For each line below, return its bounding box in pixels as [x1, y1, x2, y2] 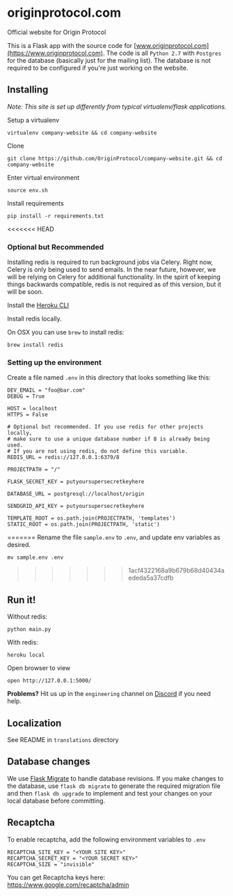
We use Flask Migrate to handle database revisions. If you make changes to [7, 774, 224, 782]
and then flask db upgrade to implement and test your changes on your [7, 789, 213, 797]
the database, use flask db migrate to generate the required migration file [7, 782, 221, 790]
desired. [7, 541, 31, 549]
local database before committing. [7, 796, 106, 805]
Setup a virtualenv [7, 116, 60, 124]
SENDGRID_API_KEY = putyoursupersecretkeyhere [7, 503, 145, 510]
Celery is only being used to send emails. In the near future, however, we [7, 265, 216, 274]
